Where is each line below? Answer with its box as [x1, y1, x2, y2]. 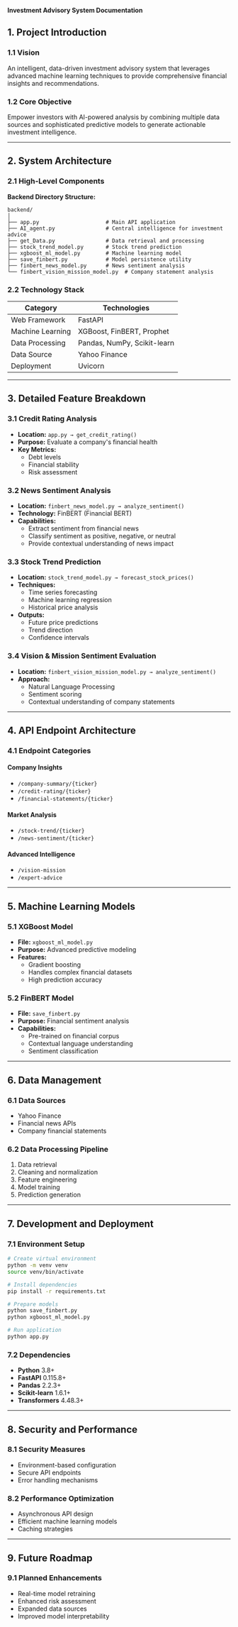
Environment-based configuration [17, 1460, 117, 1469]
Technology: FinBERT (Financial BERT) [17, 509, 132, 517]
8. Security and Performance [7, 1423, 138, 1436]
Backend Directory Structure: [7, 192, 96, 201]
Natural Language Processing [28, 682, 115, 691]
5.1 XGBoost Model [7, 921, 73, 931]
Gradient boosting [28, 960, 81, 969]
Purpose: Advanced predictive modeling [17, 945, 137, 954]
